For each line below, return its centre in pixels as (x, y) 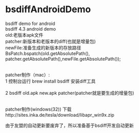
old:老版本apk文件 (24, 35)
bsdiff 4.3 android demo (31, 29)
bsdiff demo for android (30, 23)
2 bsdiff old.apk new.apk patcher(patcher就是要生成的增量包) (70, 93)
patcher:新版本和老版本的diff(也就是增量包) (51, 41)
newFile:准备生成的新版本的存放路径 (43, 47)
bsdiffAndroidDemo (48, 9)
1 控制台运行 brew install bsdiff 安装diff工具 (51, 81)
